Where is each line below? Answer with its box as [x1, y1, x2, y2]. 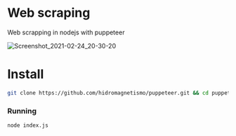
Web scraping [7, 5, 91, 21]
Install [7, 67, 44, 82]
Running [7, 106, 37, 116]
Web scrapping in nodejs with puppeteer [7, 28, 125, 36]
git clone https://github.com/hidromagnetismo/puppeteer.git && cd [7, 89, 209, 96]
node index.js [7, 122, 49, 129]
